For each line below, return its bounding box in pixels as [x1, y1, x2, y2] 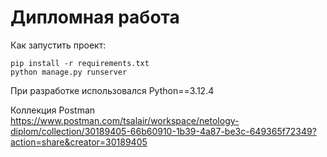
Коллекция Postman [10, 104, 96, 116]
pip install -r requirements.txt [10, 58, 150, 68]
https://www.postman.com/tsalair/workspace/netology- [10, 114, 240, 126]
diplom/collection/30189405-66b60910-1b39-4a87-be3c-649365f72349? [10, 125, 317, 137]
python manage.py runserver [10, 67, 128, 77]
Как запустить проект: [10, 39, 107, 51]
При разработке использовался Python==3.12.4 [10, 84, 215, 96]
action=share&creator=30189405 [10, 136, 148, 148]
